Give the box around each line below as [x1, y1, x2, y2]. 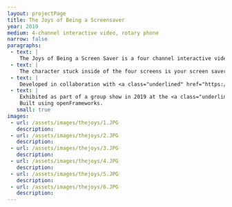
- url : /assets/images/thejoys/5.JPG [10, 170, 119, 177]
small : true [16, 106, 51, 113]
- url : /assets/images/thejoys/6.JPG [10, 184, 119, 190]
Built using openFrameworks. [19, 100, 104, 107]
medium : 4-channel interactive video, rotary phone [7, 29, 159, 37]
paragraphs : [7, 42, 41, 49]
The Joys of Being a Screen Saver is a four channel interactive [19, 55, 212, 62]
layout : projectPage [7, 10, 67, 17]
